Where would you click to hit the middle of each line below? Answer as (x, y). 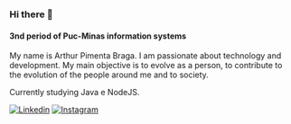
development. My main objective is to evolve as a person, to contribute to (146, 66)
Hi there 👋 (32, 14)
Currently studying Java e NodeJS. (75, 93)
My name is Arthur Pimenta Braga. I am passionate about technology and (145, 56)
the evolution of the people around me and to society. (109, 75)
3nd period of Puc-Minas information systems (98, 36)
